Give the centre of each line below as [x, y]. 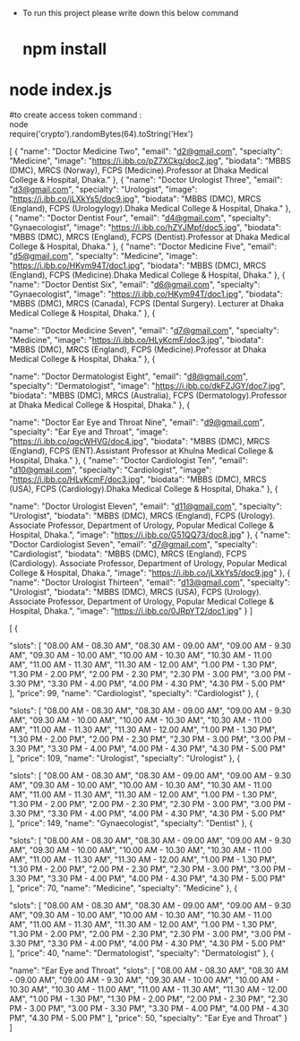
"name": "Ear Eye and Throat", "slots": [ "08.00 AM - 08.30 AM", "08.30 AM [149, 970]
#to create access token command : [76, 115]
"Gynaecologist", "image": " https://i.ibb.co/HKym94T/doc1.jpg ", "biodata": [146, 294]
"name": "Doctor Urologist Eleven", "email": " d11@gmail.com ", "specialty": [146, 506]
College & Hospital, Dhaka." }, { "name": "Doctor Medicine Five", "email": [143, 246]
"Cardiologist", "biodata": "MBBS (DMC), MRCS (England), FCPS [128, 554]
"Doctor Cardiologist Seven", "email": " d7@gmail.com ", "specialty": [133, 545]
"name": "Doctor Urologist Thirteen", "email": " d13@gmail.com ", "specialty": [150, 582]
